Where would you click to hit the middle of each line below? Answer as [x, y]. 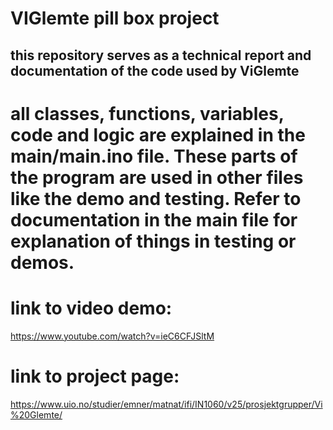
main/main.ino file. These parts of [154, 156]
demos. [42, 262]
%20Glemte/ [36, 414]
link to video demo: [91, 308]
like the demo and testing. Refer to [156, 198]
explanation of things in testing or [153, 241]
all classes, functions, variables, [147, 113]
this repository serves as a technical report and [161, 55]
